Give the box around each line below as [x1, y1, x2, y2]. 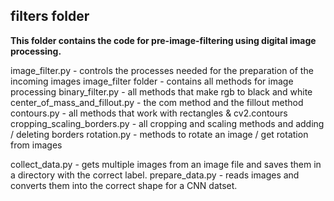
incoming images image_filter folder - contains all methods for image [10, 75, 294, 87]
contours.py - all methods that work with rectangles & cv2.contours [10, 107, 288, 119]
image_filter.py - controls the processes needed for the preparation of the [10, 64, 314, 76]
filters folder [10, 8, 90, 25]
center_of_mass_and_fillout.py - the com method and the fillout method [10, 96, 304, 108]
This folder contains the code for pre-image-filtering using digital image [10, 34, 317, 46]
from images [10, 139, 63, 151]
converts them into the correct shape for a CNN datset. [10, 179, 238, 191]
